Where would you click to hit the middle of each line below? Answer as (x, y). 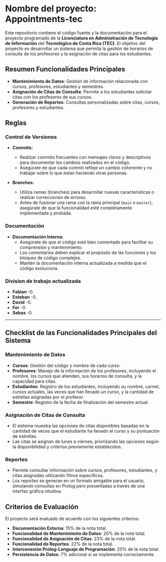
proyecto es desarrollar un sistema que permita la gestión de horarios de (79, 48)
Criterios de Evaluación (42, 507)
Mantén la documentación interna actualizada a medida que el (83, 263)
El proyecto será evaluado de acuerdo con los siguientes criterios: (72, 519)
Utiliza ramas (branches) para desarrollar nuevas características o (87, 192)
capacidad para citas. (34, 381)
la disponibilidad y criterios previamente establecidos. (67, 447)
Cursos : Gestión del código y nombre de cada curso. (66, 365)
